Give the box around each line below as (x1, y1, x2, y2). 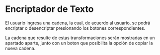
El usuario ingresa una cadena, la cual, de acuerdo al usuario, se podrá (5, 20, 151, 26)
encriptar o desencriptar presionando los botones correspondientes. (5, 25, 146, 31)
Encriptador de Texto (5, 3, 94, 15)
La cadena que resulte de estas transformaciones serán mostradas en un (5, 35, 155, 41)
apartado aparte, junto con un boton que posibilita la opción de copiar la (5, 40, 153, 46)
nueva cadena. (5, 45, 36, 51)
